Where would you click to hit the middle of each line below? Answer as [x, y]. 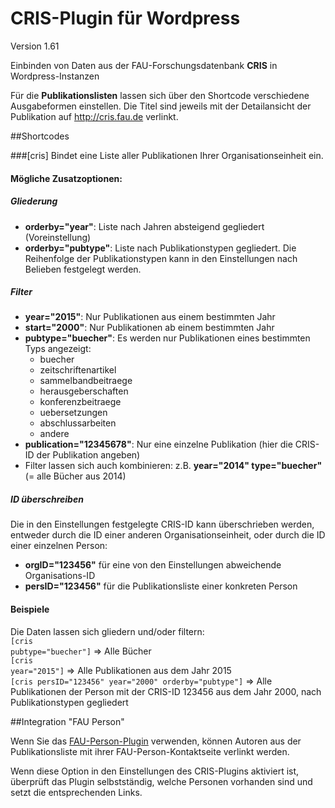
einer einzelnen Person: [59, 546]
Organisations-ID [60, 576]
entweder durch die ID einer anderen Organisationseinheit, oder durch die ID [168, 535]
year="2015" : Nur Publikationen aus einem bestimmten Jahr [150, 317]
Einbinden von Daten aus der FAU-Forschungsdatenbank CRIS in [144, 65]
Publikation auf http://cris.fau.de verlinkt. [94, 116]
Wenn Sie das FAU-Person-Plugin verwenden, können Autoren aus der [156, 741]
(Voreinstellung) [58, 237]
